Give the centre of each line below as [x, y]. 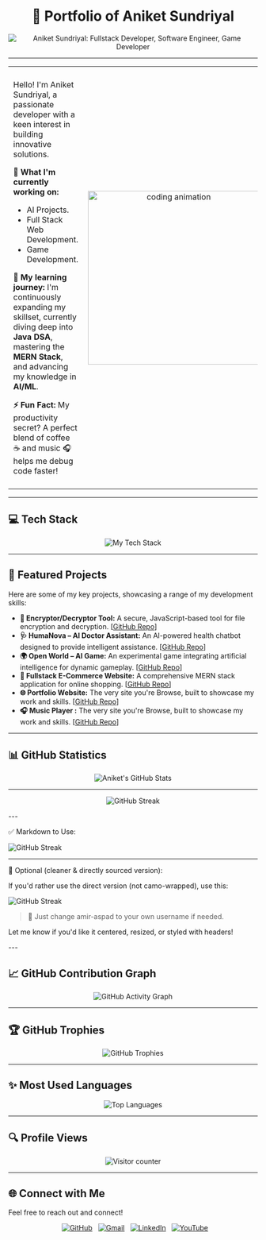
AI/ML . [26, 386]
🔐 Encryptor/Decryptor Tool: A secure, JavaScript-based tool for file [132, 618]
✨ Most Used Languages [70, 1085]
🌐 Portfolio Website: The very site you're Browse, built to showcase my [137, 692]
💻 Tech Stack [43, 520]
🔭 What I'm [34, 172]
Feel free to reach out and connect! [66, 1213]
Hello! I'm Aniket [44, 84]
